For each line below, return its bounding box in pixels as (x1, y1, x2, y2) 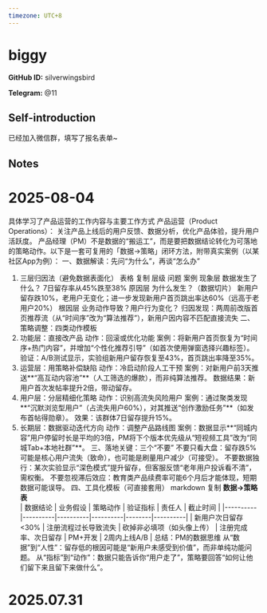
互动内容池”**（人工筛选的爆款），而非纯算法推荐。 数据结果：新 (43, 373, 256, 382)
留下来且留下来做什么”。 (26, 562, 108, 571)
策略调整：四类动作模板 (19, 322, 97, 332)
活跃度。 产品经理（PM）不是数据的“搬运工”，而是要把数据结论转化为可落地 (8, 236, 257, 246)
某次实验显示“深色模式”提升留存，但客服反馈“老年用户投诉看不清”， (33, 462, 257, 472)
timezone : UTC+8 (8, 11, 62, 20)
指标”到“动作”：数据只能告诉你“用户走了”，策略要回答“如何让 (45, 552, 246, 562)
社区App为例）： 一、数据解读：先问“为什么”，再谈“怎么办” (8, 256, 201, 266)
